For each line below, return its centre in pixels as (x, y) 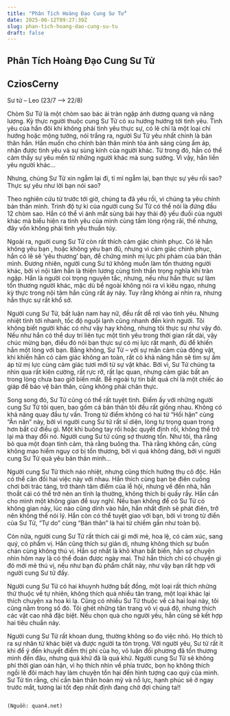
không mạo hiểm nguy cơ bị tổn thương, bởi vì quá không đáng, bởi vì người (114, 451)
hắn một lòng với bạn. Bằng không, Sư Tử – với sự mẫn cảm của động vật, (111, 350)
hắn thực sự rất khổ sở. (40, 300)
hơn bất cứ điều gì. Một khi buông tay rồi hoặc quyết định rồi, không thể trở (113, 429)
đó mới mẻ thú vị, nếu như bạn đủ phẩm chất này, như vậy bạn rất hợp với (111, 566)
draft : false (26, 33)
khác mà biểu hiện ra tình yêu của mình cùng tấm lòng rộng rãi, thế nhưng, (113, 221)
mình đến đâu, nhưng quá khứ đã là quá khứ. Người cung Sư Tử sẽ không (111, 658)
